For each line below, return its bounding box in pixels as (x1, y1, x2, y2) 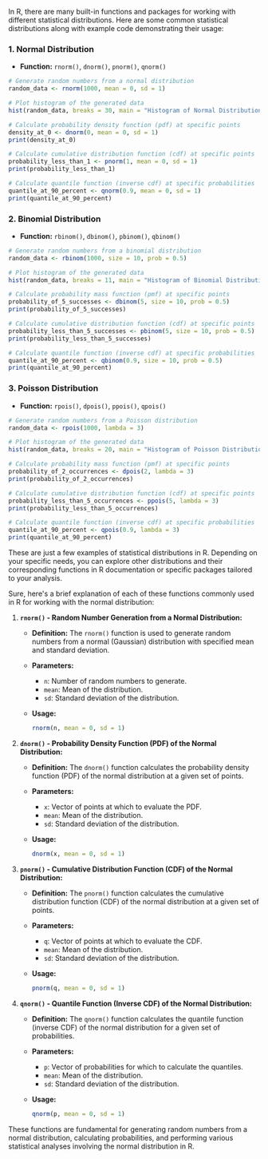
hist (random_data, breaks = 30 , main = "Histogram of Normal (8, 106, 216, 114)
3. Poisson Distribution (8, 383, 99, 394)
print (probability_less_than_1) (8, 165, 116, 173)
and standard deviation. (31, 645, 110, 655)
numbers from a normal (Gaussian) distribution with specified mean (31, 637, 254, 646)
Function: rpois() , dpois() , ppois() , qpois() (19, 401, 167, 411)
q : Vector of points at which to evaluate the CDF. (43, 936, 203, 946)
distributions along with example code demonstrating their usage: (8, 24, 224, 33)
